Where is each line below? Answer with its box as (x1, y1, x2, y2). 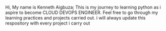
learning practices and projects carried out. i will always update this (5, 15, 146, 20)
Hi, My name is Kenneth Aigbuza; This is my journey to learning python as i (5, 4, 161, 10)
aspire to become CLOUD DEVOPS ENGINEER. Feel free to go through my (5, 9, 158, 15)
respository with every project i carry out (5, 20, 90, 26)
